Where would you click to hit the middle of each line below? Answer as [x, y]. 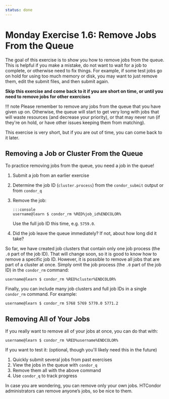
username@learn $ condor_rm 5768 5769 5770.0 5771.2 [62, 304]
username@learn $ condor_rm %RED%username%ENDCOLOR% [62, 341]
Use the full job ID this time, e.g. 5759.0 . [54, 224]
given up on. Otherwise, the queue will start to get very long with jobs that [82, 111]
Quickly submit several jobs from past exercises [62, 360]
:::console [24, 210]
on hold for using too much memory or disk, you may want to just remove [81, 76]
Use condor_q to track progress [45, 376]
